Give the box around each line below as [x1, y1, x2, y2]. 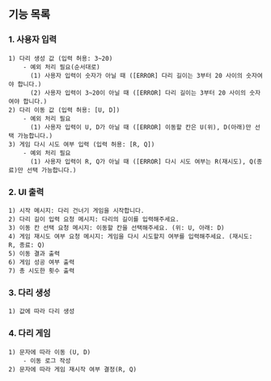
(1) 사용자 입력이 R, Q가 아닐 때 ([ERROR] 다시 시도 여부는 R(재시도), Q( [29, 157, 257, 166]
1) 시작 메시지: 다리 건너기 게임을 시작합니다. [8, 206, 145, 214]
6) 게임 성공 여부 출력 [8, 258, 75, 266]
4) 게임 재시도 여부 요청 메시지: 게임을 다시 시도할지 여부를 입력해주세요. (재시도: [8, 232, 253, 240]
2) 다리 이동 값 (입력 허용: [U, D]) [8, 106, 121, 114]
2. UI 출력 [8, 186, 44, 197]
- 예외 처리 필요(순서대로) [23, 63, 100, 71]
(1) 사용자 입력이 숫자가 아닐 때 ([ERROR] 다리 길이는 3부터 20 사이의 [29, 71, 243, 79]
